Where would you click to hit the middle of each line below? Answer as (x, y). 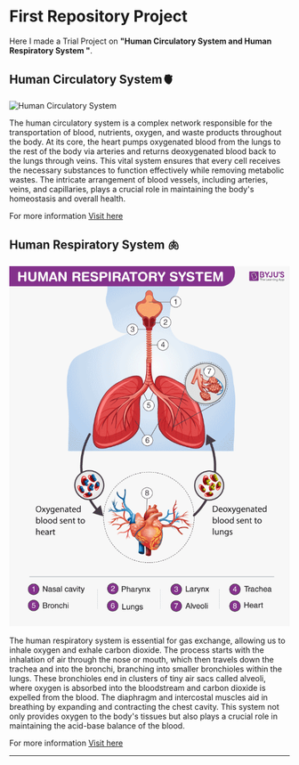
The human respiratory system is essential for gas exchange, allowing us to (148, 641)
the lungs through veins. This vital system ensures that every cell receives (145, 160)
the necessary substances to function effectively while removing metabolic (147, 170)
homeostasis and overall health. (68, 199)
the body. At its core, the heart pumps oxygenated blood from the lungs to (145, 142)
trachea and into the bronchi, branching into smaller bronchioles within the (146, 669)
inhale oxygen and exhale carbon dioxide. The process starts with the (137, 650)
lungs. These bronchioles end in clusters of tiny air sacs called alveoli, (138, 679)
